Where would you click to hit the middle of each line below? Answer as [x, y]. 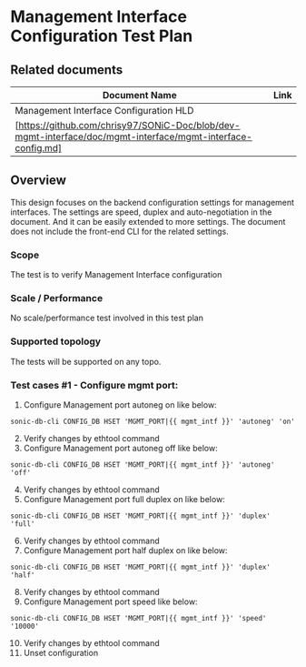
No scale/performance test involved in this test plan [107, 318]
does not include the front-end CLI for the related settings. [120, 231]
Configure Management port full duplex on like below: [124, 499]
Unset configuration [61, 653]
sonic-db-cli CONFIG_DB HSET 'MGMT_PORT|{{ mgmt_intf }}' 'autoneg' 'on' [153, 421]
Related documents [67, 70]
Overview [39, 181]
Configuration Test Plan [102, 36]
